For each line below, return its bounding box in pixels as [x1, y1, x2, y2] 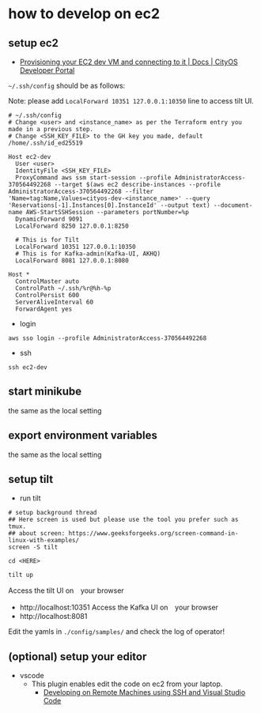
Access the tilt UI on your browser [8, 586, 124, 595]
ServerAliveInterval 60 [15, 298, 93, 306]
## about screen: [8, 530, 66, 538]
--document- [213, 202, 253, 209]
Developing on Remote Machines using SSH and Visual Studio [43, 688, 246, 697]
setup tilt [8, 473, 54, 486]
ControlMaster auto [15, 277, 80, 285]
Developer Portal [19, 66, 75, 75]
